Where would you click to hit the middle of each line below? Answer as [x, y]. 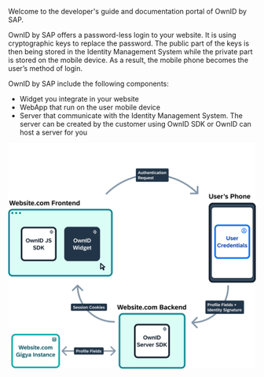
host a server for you [53, 132]
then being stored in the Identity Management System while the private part [130, 52]
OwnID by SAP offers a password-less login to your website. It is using [123, 35]
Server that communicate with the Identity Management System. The [131, 116]
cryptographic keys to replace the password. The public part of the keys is [129, 43]
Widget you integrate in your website [79, 99]
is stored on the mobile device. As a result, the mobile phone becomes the [128, 60]
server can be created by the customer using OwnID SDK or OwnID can [135, 124]
